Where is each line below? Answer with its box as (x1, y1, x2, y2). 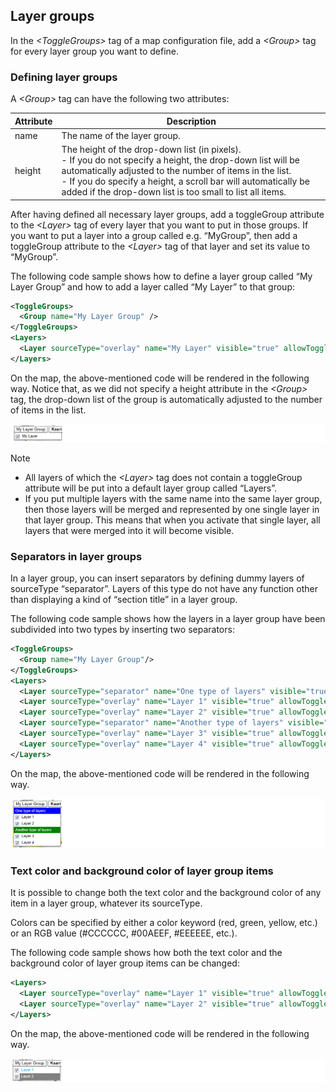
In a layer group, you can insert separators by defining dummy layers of (10, 572, 305, 584)
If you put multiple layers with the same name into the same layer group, (24, 492, 323, 504)
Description (166, 115, 217, 127)
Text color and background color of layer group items (10, 864, 274, 878)
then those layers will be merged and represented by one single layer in (24, 503, 320, 515)
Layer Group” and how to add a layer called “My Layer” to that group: (10, 280, 295, 293)
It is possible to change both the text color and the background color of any (10, 887, 322, 899)
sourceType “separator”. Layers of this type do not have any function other (10, 583, 318, 595)
